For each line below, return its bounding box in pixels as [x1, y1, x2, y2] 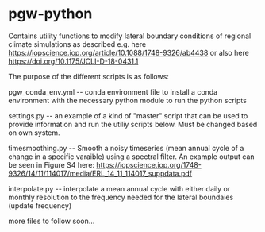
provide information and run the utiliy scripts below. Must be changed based [8, 119, 258, 129]
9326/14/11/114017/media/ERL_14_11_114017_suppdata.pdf [8, 168, 193, 178]
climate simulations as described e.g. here [8, 39, 147, 48]
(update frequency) [8, 200, 72, 211]
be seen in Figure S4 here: [8, 160, 95, 169]
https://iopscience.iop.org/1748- [96, 160, 202, 169]
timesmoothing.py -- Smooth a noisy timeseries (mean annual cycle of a [8, 143, 244, 153]
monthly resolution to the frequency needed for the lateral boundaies [8, 192, 234, 202]
